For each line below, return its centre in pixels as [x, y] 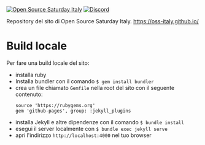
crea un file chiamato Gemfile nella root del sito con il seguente [95, 87]
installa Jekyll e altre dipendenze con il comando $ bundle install [99, 122]
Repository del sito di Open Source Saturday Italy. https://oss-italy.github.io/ [103, 21]
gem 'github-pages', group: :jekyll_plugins [73, 111]
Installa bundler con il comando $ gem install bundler [85, 81]
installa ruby [31, 75]
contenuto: [29, 94]
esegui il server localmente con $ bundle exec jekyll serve [91, 128]
